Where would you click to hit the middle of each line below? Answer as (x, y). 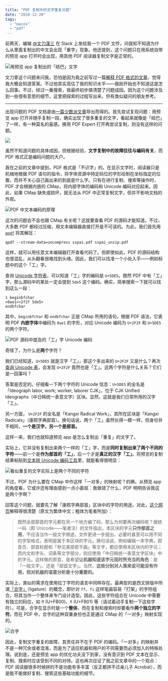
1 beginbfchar (20, 298)
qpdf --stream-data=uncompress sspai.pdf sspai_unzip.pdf (67, 242)
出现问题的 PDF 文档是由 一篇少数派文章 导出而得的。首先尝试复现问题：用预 (83, 112)
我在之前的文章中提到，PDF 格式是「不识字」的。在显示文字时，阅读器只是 (82, 168)
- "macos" (20, 24)
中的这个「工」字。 (29, 265)
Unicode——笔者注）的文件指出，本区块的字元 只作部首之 (95, 528)
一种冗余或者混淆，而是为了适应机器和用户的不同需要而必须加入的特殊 (86, 648)
